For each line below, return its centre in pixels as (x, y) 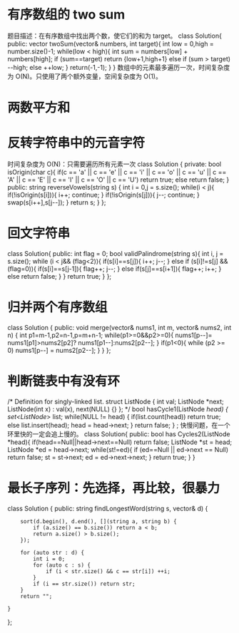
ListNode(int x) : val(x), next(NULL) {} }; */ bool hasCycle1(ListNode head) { (118, 409)
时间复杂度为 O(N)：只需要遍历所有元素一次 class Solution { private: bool (115, 164)
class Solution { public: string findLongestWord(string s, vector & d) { (108, 508)
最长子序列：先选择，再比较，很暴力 (114, 488)
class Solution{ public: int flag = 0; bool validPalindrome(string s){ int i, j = (116, 253)
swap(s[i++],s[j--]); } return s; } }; (57, 202)
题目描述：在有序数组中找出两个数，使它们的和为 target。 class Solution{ (115, 36)
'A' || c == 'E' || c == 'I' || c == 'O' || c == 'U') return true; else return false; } (118, 180)
